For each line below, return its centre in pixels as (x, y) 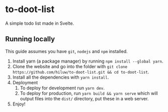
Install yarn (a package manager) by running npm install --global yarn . (88, 61)
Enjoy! (19, 104)
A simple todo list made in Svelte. (40, 23)
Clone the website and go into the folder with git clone (70, 66)
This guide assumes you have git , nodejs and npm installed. (67, 51)
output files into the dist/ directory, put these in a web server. (84, 98)
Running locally (30, 39)
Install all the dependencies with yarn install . (61, 77)
